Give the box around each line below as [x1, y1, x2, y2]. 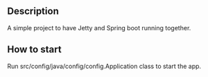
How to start [7, 44, 62, 56]
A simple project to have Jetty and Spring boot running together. [7, 23, 191, 32]
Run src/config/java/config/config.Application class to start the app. [7, 62, 202, 70]
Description [7, 5, 59, 17]
